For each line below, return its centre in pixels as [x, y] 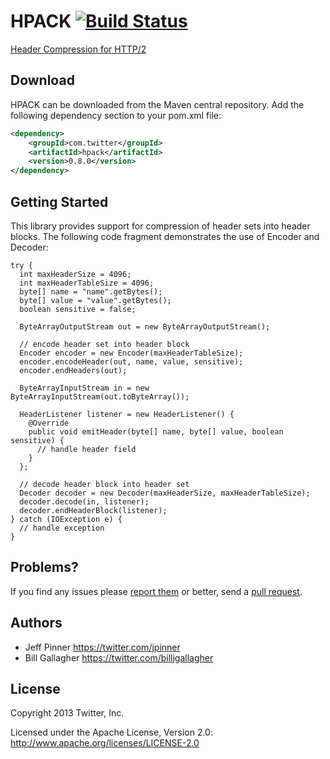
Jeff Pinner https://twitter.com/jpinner [102, 647]
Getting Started [59, 201]
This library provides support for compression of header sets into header [160, 226]
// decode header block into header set [104, 484]
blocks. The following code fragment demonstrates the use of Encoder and [165, 236]
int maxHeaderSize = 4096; [75, 274]
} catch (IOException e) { [66, 519]
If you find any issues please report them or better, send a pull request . [156, 591]
